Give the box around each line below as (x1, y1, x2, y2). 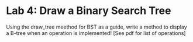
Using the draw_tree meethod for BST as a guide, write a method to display (6, 23, 187, 30)
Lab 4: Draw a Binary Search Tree (6, 4, 171, 17)
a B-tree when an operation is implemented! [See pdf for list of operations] (6, 29, 186, 36)
